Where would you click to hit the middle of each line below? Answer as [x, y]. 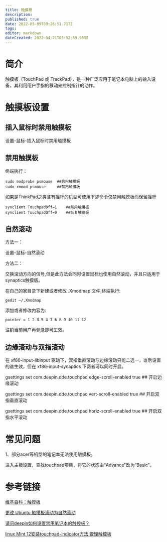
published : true [22, 19]
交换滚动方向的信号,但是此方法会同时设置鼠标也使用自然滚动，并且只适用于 [83, 274]
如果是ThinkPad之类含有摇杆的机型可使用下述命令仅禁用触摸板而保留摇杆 [81, 197]
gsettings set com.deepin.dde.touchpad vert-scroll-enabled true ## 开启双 [82, 394]
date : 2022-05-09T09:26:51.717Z [39, 24]
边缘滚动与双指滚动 [35, 347]
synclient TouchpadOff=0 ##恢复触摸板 [47, 212]
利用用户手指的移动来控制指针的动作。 [58, 85]
